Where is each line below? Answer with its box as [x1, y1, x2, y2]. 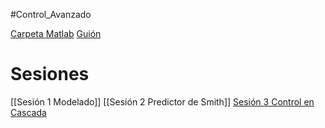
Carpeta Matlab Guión [10, 28, 102, 39]
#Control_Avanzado [10, 9, 92, 20]
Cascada [10, 106, 47, 118]
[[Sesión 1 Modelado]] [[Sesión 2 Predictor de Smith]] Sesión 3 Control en [10, 95, 315, 108]
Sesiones [10, 63, 90, 86]
